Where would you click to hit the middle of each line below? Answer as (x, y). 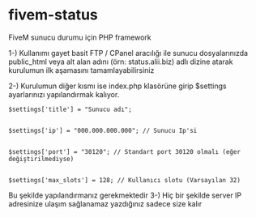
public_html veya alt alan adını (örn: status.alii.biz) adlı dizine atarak (121, 62)
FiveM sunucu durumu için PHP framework (80, 37)
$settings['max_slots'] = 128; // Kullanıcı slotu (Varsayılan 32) (125, 180)
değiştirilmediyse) (41, 159)
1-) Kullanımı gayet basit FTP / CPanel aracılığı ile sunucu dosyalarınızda (128, 53)
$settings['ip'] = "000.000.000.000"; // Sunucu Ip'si (103, 130)
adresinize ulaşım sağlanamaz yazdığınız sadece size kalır (105, 203)
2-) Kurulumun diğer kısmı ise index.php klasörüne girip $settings (117, 86)
